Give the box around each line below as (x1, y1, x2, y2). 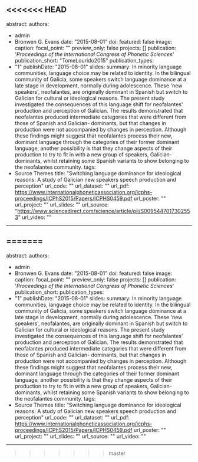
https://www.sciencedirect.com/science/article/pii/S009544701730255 (17, 207, 190, 214)
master (108, 450, 126, 457)
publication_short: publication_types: (14, 289, 104, 296)
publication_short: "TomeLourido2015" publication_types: (14, 57, 154, 64)
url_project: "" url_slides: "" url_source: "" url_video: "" (14, 432, 146, 440)
